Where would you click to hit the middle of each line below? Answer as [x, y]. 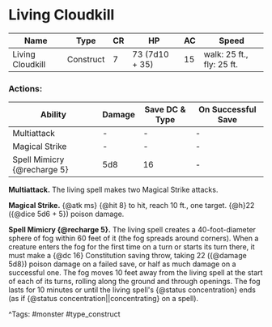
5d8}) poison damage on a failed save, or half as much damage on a [122, 264]
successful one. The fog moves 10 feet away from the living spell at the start [136, 273]
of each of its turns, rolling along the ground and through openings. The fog [134, 282]
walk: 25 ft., [226, 54]
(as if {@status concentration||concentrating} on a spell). [104, 299]
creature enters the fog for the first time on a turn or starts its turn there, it [132, 247]
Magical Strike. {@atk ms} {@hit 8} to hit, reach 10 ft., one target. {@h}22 [132, 206]
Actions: [25, 88]
